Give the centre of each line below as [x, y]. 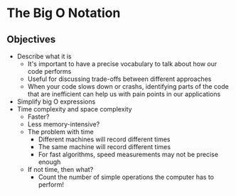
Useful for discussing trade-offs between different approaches [119, 79]
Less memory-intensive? [64, 124]
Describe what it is [44, 56]
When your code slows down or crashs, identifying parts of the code [128, 86]
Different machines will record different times [104, 139]
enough [49, 162]
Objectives [31, 39]
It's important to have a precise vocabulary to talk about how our [122, 64]
